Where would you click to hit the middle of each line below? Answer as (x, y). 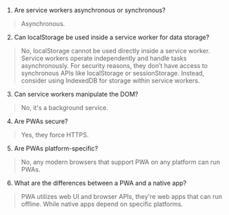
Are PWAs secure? (41, 121)
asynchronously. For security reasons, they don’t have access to (115, 65)
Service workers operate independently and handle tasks (104, 58)
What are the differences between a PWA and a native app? (100, 183)
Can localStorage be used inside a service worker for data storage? (111, 37)
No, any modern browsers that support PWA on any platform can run (120, 162)
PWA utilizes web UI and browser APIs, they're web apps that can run (122, 196)
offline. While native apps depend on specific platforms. (102, 204)
